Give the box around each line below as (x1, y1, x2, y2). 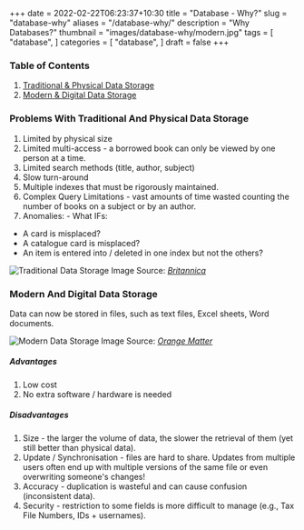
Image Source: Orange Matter (101, 335, 213, 346)
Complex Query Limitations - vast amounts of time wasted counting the (22, 191, 290, 202)
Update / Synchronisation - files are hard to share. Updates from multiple (22, 452, 296, 463)
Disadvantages (9, 409, 70, 421)
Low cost (22, 379, 57, 390)
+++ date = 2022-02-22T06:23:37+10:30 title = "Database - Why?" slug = (9, 8, 288, 18)
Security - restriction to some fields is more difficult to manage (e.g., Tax (22, 500, 295, 511)
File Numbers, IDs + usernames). (22, 509, 147, 521)
